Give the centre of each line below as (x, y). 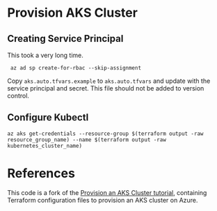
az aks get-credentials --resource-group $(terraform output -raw (105, 134)
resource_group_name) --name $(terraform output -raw (87, 140)
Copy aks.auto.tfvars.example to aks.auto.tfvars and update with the (109, 81)
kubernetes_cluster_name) (45, 146)
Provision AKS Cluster (72, 13)
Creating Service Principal (65, 39)
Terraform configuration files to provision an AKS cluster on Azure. (103, 200)
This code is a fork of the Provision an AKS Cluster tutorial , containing (107, 192)
